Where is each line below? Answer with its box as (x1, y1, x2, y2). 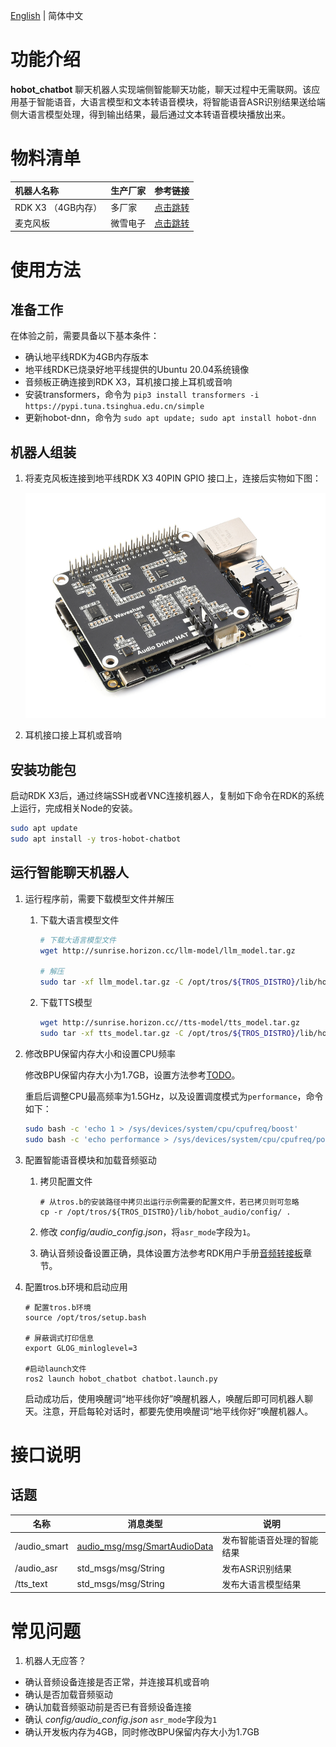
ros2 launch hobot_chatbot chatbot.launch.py (24, 1374, 218, 1384)
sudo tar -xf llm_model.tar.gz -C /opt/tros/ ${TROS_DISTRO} (39, 977, 296, 988)
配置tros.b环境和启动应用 (24, 1280, 128, 1293)
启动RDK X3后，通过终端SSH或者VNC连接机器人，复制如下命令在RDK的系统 (10, 790, 325, 802)
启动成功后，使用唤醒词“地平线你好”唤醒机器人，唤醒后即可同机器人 (24, 1392, 305, 1404)
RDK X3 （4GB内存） (14, 201, 103, 213)
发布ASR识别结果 (221, 1562, 293, 1574)
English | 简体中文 (10, 10, 84, 21)
